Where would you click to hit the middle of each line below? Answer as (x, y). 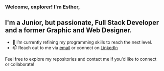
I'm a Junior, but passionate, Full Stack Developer (82, 23)
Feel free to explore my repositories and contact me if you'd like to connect (81, 59)
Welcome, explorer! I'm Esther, (43, 7)
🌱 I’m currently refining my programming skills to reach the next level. (82, 42)
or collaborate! (20, 64)
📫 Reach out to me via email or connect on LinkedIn (65, 47)
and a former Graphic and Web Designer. (69, 30)
